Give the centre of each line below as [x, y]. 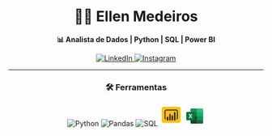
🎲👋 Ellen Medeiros [136, 17]
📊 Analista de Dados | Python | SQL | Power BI [136, 39]
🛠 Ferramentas [136, 87]
